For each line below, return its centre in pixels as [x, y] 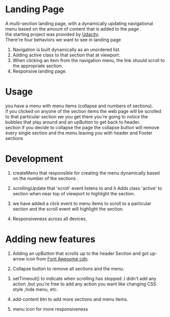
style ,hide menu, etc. [35, 289]
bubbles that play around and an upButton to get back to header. [73, 122]
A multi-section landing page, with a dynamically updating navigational [79, 23]
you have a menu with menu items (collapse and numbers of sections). [79, 106]
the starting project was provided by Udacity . [53, 34]
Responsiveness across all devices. [50, 219]
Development [34, 159]
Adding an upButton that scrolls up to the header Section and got [80, 253]
